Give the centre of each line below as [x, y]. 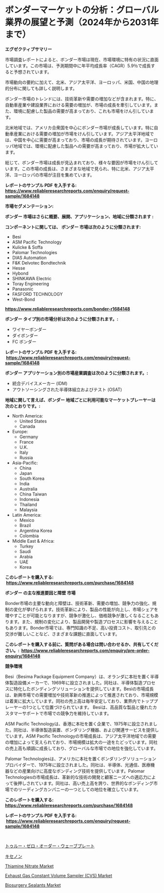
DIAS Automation [29, 258]
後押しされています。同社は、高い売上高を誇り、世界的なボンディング [83, 783]
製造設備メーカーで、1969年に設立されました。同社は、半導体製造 [76, 683]
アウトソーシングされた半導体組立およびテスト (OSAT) [67, 389]
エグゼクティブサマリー [29, 49]
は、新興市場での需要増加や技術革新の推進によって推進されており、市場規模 [82, 695]
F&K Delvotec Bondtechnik [39, 263]
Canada [27, 426]
